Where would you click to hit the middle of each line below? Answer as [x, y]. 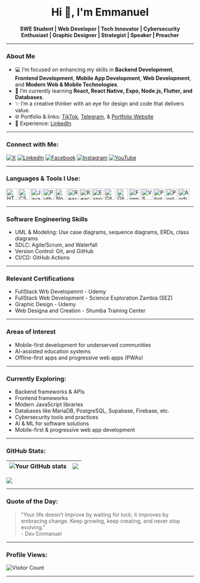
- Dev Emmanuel [41, 533]
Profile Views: [27, 554]
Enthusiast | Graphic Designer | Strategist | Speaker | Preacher [100, 35]
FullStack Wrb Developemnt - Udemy [60, 292]
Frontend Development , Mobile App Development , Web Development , [103, 78]
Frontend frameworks [41, 398]
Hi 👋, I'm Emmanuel [100, 12]
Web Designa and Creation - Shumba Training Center [80, 311]
